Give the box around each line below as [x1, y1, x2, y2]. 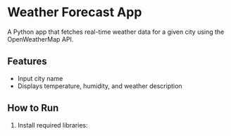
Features [7, 56, 47, 68]
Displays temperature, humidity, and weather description [17, 82, 182, 90]
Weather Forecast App [7, 4, 142, 20]
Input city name [17, 74, 63, 82]
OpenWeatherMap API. [7, 35, 74, 43]
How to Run [7, 102, 59, 114]
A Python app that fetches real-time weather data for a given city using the [7, 27, 225, 36]
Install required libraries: [17, 120, 88, 129]
